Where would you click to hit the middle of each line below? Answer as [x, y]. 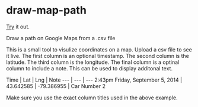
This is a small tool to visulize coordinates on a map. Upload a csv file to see [99, 49]
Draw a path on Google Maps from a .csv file [61, 38]
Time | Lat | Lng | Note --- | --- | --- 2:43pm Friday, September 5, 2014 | [94, 80]
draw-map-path [47, 10]
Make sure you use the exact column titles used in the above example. [92, 98]
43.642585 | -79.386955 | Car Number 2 [56, 86]
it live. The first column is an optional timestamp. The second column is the [98, 56]
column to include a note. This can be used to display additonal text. [90, 68]
